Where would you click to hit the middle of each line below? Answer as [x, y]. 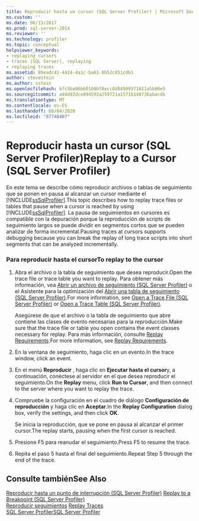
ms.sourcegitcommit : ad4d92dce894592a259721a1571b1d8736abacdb [86, 94]
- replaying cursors [32, 56]
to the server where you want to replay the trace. [74, 389]
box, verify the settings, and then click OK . [67, 413]
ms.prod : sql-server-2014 [38, 28]
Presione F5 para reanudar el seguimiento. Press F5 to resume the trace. [102, 442]
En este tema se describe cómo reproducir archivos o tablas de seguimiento [99, 188]
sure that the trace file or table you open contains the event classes [97, 328]
